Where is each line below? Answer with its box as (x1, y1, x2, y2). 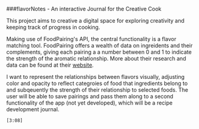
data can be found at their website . (6, 61, 94, 68)
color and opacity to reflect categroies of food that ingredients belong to (6, 79, 188, 87)
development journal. (6, 106, 60, 112)
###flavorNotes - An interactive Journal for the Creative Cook (6, 6, 162, 12)
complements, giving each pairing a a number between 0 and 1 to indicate (6, 48, 192, 56)
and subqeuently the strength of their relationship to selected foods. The (6, 86, 189, 94)
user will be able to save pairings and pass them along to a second (6, 93, 173, 100)
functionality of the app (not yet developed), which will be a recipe (6, 99, 173, 106)
